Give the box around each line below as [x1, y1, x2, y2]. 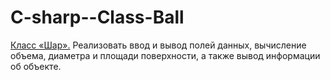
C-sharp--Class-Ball [10, 6, 185, 29]
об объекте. [10, 60, 62, 72]
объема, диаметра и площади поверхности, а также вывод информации [10, 49, 321, 61]
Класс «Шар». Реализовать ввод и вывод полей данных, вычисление [10, 39, 307, 51]
